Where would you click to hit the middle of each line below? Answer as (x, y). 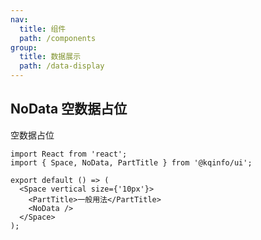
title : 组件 (43, 29)
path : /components (58, 38)
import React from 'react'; (69, 154)
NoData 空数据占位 (69, 109)
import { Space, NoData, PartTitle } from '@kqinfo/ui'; (131, 162)
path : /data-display (62, 66)
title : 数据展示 (50, 57)
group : (24, 47)
